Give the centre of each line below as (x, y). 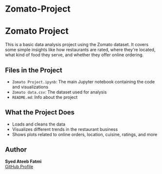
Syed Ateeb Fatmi (23, 161)
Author (16, 150)
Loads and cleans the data (39, 124)
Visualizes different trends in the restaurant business (65, 129)
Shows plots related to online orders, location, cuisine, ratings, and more (85, 134)
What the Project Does (40, 112)
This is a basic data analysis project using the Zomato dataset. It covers (77, 45)
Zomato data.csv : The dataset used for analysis (59, 92)
